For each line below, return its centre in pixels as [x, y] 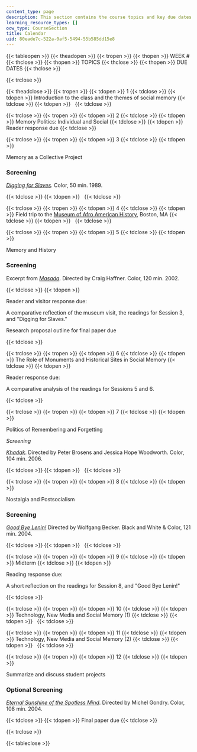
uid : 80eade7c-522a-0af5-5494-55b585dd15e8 [61, 39]
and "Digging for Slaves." [37, 319]
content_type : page [30, 12]
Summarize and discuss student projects [56, 674]
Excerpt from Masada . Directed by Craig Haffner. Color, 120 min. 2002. [93, 278]
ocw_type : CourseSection [37, 28]
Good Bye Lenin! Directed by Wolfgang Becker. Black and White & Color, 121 [98, 527]
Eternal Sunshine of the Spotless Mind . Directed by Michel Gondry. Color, [96, 703]
